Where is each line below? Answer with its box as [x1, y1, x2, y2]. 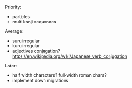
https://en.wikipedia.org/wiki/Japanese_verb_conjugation [12, 53, 127, 59]
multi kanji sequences [12, 19, 56, 24]
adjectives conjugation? [12, 48, 60, 54]
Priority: [5, 4, 21, 10]
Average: [5, 28, 23, 34]
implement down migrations [12, 78, 68, 83]
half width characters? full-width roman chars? [12, 72, 107, 78]
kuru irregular [12, 43, 40, 48]
